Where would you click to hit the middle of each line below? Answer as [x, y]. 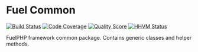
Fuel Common [41, 10]
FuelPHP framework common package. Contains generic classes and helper [99, 37]
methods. [18, 44]
